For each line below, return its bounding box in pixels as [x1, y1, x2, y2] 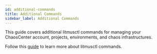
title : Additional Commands [5, 12, 62, 16]
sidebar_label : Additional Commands [5, 16, 79, 21]
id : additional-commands [5, 7, 55, 12]
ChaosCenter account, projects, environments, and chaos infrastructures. [5, 34, 153, 40]
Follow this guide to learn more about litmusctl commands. [5, 44, 122, 50]
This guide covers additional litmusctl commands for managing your [5, 29, 141, 35]
